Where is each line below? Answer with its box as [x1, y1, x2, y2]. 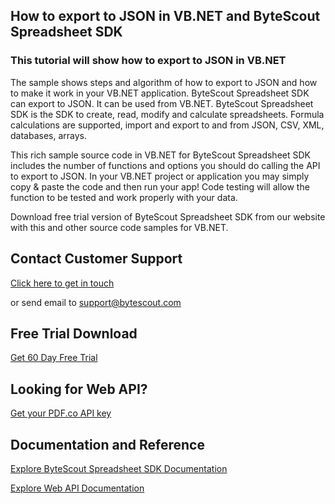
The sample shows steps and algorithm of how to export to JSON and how [10, 76, 318, 88]
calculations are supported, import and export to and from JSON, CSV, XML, [10, 119, 325, 131]
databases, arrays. [10, 129, 87, 141]
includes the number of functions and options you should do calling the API [10, 159, 321, 171]
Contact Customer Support [10, 250, 183, 268]
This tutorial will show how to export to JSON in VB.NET [10, 54, 287, 68]
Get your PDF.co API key [10, 407, 112, 419]
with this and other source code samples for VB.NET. [10, 221, 229, 233]
